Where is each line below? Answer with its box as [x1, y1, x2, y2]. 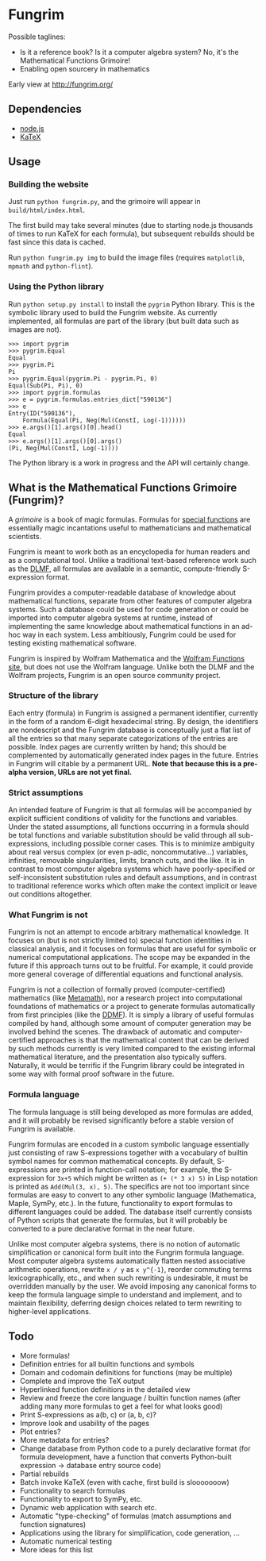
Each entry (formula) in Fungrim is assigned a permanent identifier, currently [8, 708, 259, 718]
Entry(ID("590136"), [8, 409, 77, 418]
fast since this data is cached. [8, 237, 106, 247]
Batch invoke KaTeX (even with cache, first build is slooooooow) [19, 1477, 230, 1486]
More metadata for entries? [19, 1435, 110, 1444]
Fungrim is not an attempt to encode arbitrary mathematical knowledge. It [8, 927, 249, 937]
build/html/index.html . [8, 205, 86, 215]
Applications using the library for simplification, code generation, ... [19, 1528, 240, 1537]
